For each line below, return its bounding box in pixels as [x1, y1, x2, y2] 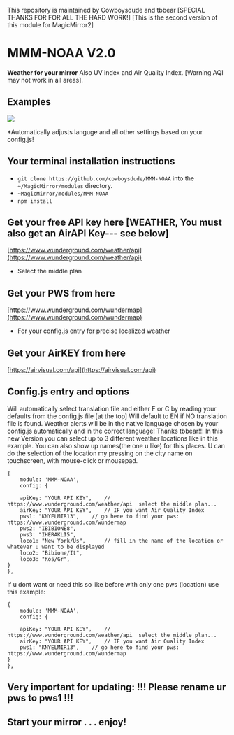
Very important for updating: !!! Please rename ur [7, 681, 226, 693]
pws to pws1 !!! [7, 692, 73, 704]
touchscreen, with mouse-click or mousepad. [7, 456, 138, 464]
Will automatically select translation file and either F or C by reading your [7, 404, 217, 413]
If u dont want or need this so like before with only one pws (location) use [7, 580, 219, 588]
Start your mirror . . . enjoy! [7, 716, 127, 728]
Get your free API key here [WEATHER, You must [7, 216, 222, 228]
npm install [17, 197, 52, 205]
